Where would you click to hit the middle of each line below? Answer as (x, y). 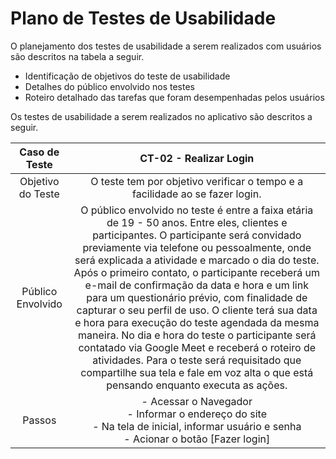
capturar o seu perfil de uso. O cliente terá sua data (197, 310)
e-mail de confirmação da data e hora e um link (196, 285)
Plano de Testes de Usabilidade (143, 18)
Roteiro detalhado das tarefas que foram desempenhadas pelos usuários (174, 97)
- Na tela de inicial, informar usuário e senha (197, 426)
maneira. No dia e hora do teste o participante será (197, 335)
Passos (39, 420)
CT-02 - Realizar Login (197, 158)
